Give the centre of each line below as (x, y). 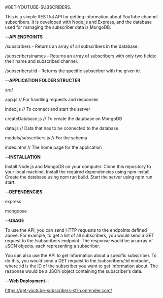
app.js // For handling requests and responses (52, 99)
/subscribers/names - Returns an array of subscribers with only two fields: (81, 56)
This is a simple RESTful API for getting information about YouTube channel (81, 17)
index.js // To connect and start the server (48, 109)
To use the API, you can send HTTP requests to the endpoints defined (76, 230)
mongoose (16, 211)
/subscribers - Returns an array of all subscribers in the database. (72, 46)
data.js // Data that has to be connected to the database (62, 128)
